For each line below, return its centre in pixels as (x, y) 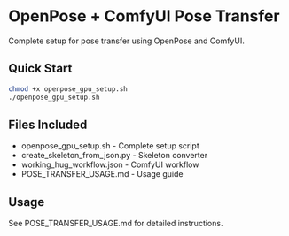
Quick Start (40, 69)
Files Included (48, 124)
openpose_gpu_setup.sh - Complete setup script (110, 146)
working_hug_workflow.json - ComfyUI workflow (110, 164)
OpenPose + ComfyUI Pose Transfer (144, 16)
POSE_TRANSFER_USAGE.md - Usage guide (102, 174)
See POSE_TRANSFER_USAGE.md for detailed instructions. (116, 224)
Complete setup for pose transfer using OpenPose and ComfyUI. (126, 41)
